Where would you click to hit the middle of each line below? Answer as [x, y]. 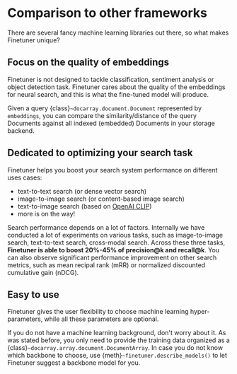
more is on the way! [46, 214]
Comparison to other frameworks [107, 13]
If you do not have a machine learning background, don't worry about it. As [117, 333]
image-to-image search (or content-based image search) [101, 199]
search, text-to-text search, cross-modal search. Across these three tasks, [116, 242]
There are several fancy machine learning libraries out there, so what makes [118, 33]
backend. [21, 130]
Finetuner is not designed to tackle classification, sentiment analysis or [111, 79]
